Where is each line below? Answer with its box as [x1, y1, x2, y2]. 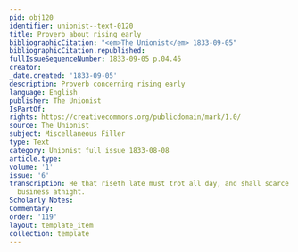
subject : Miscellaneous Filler [9, 130, 126, 139]
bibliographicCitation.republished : [9, 46, 145, 55]
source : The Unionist [9, 122, 90, 130]
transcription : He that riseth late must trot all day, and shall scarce [9, 180, 290, 189]
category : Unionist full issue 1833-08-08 [9, 146, 170, 155]
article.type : [9, 154, 62, 164]
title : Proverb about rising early [9, 29, 142, 38]
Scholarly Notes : [9, 196, 74, 206]
